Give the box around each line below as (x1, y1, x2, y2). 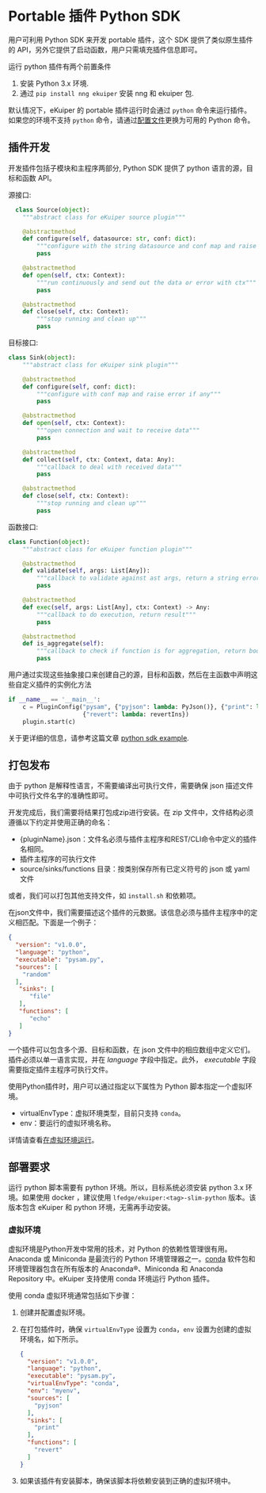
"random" (22, 970, 51, 978)
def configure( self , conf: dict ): (22, 382, 136, 391)
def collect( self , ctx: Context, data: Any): (22, 455, 176, 464)
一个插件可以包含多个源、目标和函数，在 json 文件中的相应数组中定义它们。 (8, 1044, 255, 1055)
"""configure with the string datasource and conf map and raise (36, 243, 257, 251)
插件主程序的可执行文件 (19, 854, 97, 864)
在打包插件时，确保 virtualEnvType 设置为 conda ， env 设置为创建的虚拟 (19, 1324, 252, 1334)
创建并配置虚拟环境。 (19, 1307, 89, 1317)
